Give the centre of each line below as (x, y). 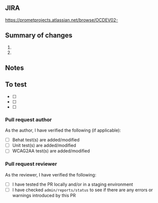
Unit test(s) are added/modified (44, 145)
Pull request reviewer (31, 164)
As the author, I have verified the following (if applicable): (63, 130)
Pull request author (29, 119)
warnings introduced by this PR (44, 195)
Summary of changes (39, 36)
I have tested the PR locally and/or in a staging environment (73, 184)
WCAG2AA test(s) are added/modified (51, 151)
